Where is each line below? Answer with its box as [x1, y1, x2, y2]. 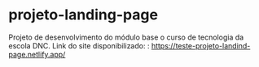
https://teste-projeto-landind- [151, 40, 251, 50]
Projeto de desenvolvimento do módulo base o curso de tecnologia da [8, 32, 244, 42]
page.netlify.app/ [8, 49, 66, 59]
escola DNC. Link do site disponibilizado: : [8, 40, 150, 50]
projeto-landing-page [8, 6, 159, 24]
